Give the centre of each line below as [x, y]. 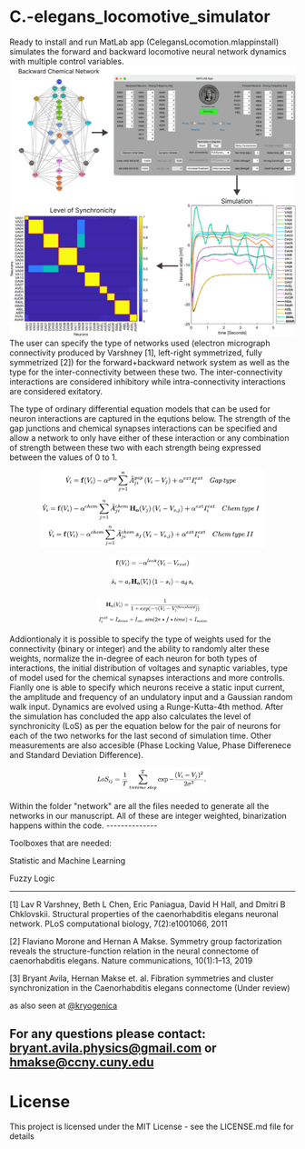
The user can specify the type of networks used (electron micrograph [140, 343]
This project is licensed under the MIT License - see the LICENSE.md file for [152, 1127]
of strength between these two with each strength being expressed [135, 447]
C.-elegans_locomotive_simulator [140, 17]
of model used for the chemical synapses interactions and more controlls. [147, 677]
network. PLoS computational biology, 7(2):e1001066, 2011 [118, 924]
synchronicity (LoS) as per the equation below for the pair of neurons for [145, 725]
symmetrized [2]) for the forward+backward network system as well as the [150, 362]
